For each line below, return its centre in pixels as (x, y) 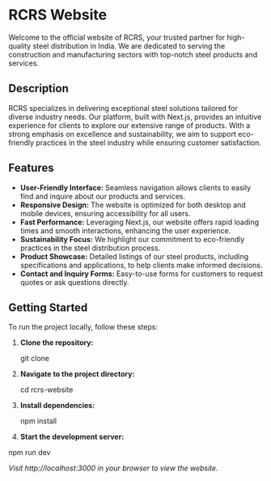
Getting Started (48, 307)
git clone (35, 359)
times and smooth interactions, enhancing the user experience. (125, 230)
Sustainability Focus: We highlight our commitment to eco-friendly (132, 239)
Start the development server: (72, 437)
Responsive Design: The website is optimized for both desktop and (133, 205)
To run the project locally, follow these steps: (83, 327)
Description (38, 89)
